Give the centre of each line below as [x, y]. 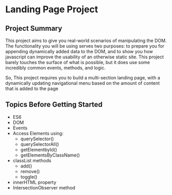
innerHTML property [34, 182]
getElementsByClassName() [50, 155]
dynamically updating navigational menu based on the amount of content [83, 83]
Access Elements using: [38, 133]
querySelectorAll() [40, 144]
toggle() [29, 177]
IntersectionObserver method [44, 187]
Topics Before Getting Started [54, 105]
